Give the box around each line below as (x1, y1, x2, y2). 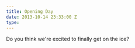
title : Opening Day (6, 8, 54, 15)
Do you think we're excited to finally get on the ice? (6, 36, 130, 43)
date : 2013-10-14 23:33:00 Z (6, 14, 77, 20)
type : (6, 19, 19, 25)
